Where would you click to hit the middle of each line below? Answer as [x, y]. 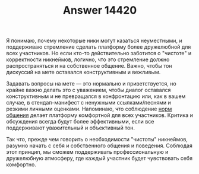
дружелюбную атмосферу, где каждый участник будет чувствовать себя [99, 159]
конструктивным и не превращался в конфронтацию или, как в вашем [96, 96]
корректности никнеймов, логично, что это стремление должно [88, 59]
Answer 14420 [100, 10]
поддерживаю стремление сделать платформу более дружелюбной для [99, 47]
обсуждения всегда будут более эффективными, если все [80, 122]
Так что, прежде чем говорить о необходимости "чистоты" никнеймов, [97, 140]
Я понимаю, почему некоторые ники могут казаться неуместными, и [94, 41]
